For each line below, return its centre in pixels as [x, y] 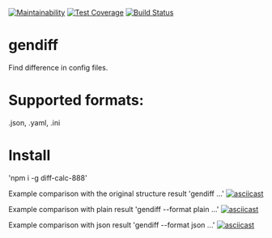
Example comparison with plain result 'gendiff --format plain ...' [114, 209]
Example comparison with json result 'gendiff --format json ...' [112, 225]
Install [30, 156]
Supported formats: [76, 100]
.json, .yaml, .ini [34, 122]
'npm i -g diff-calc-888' [48, 177]
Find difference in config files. [58, 67]
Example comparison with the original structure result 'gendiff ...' [116, 193]
